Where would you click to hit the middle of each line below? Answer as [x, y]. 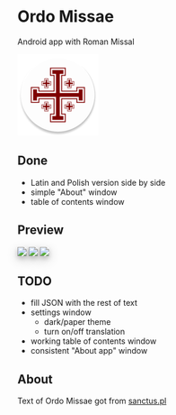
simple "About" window [74, 192]
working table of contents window [93, 341]
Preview [41, 231]
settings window [61, 312]
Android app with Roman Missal [76, 41]
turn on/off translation [84, 332]
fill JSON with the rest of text [84, 303]
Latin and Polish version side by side [98, 182]
